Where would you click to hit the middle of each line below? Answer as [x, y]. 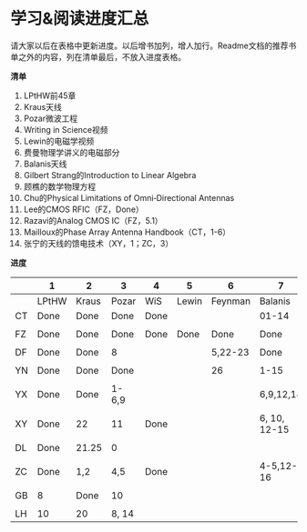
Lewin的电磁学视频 [59, 141]
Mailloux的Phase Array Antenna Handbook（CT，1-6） [127, 232]
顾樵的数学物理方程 [60, 186]
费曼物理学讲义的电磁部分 [72, 152]
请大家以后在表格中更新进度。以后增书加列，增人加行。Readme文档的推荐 [149, 45]
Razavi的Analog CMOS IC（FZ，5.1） [93, 220]
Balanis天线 [45, 164]
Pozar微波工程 [51, 118]
